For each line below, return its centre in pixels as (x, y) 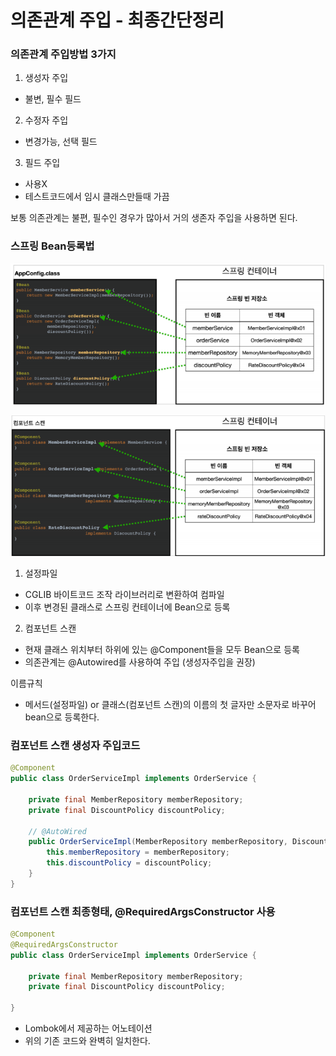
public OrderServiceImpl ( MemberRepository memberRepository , (158, 842)
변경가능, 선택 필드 (61, 142)
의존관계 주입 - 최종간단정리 (117, 20)
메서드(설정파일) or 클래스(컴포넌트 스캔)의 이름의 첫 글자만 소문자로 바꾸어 (170, 704)
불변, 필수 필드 (53, 99)
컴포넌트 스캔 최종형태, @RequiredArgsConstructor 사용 (143, 911)
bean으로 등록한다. (62, 717)
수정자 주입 (46, 120)
